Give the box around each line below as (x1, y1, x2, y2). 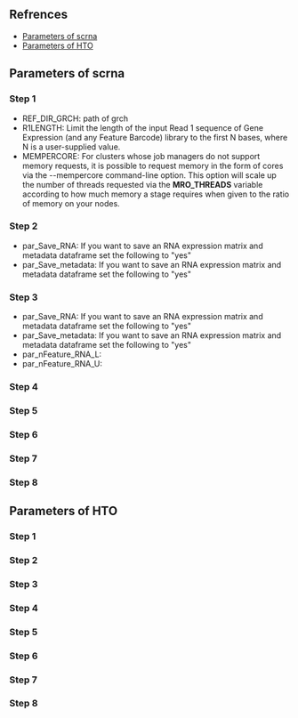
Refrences (9, 7, 68, 22)
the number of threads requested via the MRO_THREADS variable (21, 179, 263, 190)
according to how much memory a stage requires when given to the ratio (21, 189, 290, 199)
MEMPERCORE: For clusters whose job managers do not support (21, 150, 261, 161)
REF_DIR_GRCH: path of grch (21, 113, 129, 124)
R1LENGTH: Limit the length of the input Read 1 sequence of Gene (21, 122, 264, 133)
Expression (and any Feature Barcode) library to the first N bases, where (21, 132, 288, 142)
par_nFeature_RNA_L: (21, 349, 102, 359)
